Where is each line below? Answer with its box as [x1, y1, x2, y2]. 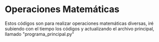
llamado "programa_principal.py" [5, 31, 75, 37]
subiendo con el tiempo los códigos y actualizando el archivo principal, [5, 25, 154, 31]
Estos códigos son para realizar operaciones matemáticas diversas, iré [5, 20, 154, 26]
